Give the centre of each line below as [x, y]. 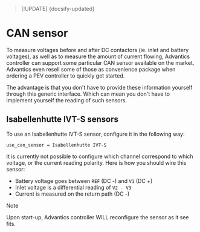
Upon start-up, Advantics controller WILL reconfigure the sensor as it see [98, 217]
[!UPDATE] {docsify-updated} [58, 9]
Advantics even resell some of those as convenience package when [91, 69]
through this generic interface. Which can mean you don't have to [88, 94]
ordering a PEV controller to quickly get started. [66, 76]
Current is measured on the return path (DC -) [72, 194]
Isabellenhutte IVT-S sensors [63, 120]
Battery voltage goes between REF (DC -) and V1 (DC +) [84, 181]
